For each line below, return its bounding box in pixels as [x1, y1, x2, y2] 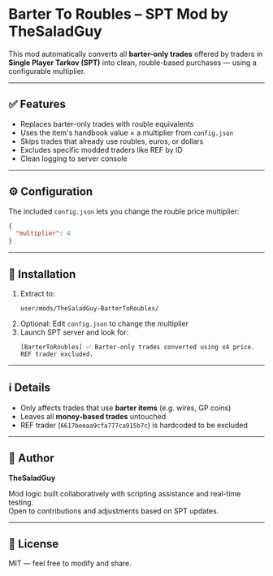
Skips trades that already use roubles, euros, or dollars [19, 136, 204, 146]
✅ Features [8, 97, 67, 111]
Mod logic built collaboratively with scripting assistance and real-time [8, 488, 241, 498]
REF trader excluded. [19, 350, 93, 358]
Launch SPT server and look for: [19, 327, 129, 337]
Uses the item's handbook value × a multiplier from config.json [19, 128, 234, 137]
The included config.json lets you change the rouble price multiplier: [8, 206, 240, 216]
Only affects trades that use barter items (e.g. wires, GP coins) [19, 403, 232, 413]
